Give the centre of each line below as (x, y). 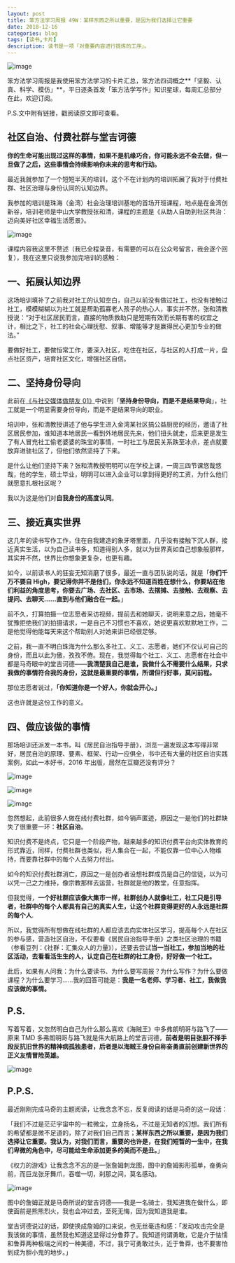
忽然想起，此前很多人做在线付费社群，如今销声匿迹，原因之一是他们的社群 (114, 818)
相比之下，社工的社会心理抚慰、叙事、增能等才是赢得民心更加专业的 (117, 326)
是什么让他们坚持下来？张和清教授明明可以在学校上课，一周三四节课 (105, 466)
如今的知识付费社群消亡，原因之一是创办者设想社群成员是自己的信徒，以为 (114, 874)
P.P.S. (21, 1091)
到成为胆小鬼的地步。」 (40, 1252)
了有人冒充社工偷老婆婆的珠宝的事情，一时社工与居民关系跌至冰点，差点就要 (117, 442)
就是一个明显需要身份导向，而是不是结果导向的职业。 (90, 410)
